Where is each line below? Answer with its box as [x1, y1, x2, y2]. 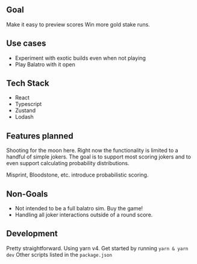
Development [6, 228, 58, 239]
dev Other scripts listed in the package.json [6, 251, 113, 258]
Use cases [6, 39, 46, 49]
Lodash [14, 113, 34, 121]
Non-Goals [6, 189, 48, 199]
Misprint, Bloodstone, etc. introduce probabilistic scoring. [6, 171, 149, 178]
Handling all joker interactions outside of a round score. [14, 211, 153, 219]
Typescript [14, 101, 42, 108]
